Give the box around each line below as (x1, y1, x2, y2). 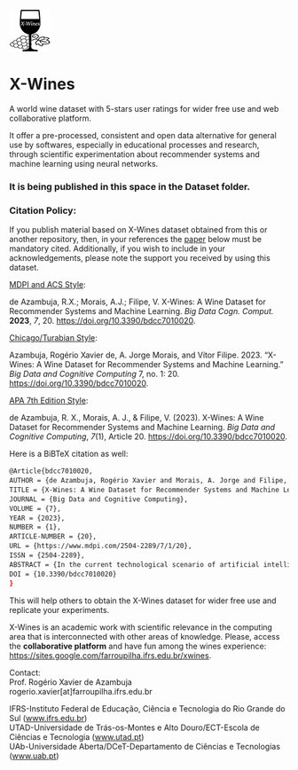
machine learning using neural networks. (9, 158, 159, 169)
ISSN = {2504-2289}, (9, 551, 86, 560)
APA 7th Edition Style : (9, 396, 89, 406)
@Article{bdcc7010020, (9, 467, 93, 475)
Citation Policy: (9, 204, 77, 216)
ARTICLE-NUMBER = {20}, (9, 532, 98, 541)
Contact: (9, 667, 42, 678)
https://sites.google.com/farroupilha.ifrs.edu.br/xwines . (9, 649, 212, 661)
